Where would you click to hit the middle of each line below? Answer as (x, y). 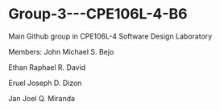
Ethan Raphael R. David (47, 67)
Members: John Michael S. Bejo (61, 51)
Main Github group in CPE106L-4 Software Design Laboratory (110, 36)
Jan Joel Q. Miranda (42, 98)
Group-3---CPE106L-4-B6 (98, 14)
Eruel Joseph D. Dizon (45, 83)
